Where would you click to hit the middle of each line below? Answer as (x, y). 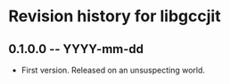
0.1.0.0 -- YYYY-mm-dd (76, 49)
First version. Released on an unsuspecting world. (113, 70)
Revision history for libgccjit (115, 16)
